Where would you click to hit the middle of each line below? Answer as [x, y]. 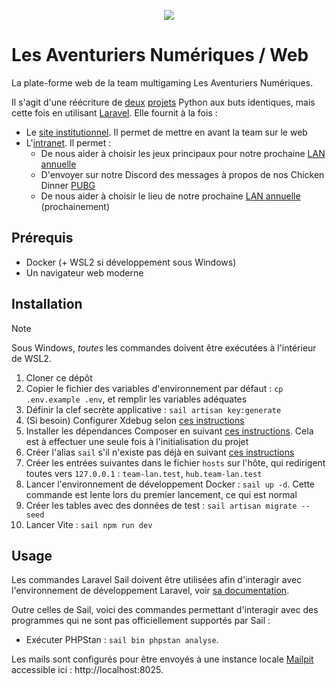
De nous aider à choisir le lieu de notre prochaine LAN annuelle [170, 196]
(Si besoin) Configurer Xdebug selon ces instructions [135, 420]
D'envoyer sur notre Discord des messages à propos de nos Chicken [182, 174]
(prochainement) [75, 206]
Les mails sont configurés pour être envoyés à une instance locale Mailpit [162, 659]
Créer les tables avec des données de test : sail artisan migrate [161, 505]
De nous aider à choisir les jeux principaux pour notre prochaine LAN [183, 153]
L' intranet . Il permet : [68, 142]
